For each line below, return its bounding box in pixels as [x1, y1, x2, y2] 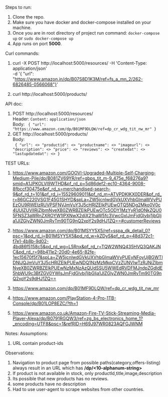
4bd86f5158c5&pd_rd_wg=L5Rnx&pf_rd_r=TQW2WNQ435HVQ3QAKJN [12, 243, 161, 249]
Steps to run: [5, 5, 32, 10]
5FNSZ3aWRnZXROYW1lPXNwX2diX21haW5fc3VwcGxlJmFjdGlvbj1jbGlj [12, 213, 162, 218]
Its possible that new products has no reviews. [12, 376, 109, 381]
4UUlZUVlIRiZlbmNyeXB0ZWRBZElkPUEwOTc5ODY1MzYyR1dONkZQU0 [12, 207, 162, 213]
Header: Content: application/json [12, 116, 86, 122]
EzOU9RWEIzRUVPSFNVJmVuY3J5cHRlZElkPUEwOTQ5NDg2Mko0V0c [12, 202, 161, 208]
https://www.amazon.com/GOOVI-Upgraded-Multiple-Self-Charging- [12, 170, 156, 176]
